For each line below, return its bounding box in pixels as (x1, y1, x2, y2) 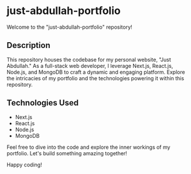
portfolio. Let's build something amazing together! (6, 149, 128, 156)
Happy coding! (6, 161, 43, 168)
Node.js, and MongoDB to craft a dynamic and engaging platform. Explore (6, 69, 185, 76)
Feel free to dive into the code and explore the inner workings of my (6, 144, 170, 151)
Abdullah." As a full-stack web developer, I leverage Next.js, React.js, (6, 62, 173, 69)
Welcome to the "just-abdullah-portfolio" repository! (6, 23, 132, 30)
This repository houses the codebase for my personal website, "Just (6, 56, 172, 63)
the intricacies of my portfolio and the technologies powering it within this (6, 74, 185, 81)
